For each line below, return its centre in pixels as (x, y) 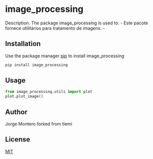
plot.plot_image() (24, 96)
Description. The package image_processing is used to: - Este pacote (77, 23)
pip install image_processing (37, 65)
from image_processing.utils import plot (49, 92)
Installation (23, 44)
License (18, 139)
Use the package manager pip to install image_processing (65, 56)
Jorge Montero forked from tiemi (39, 124)
